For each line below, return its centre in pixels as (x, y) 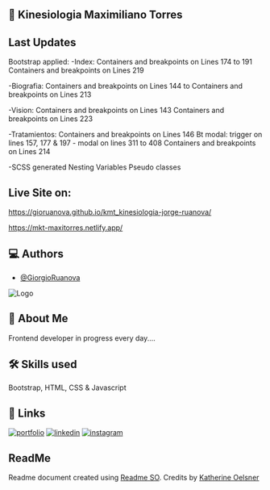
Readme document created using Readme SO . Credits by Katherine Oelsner (134, 478)
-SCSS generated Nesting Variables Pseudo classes (95, 167)
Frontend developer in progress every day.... (82, 338)
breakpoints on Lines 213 (50, 94)
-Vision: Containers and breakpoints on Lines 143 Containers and (116, 111)
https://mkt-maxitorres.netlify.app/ (66, 228)
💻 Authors (36, 254)
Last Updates (42, 42)
